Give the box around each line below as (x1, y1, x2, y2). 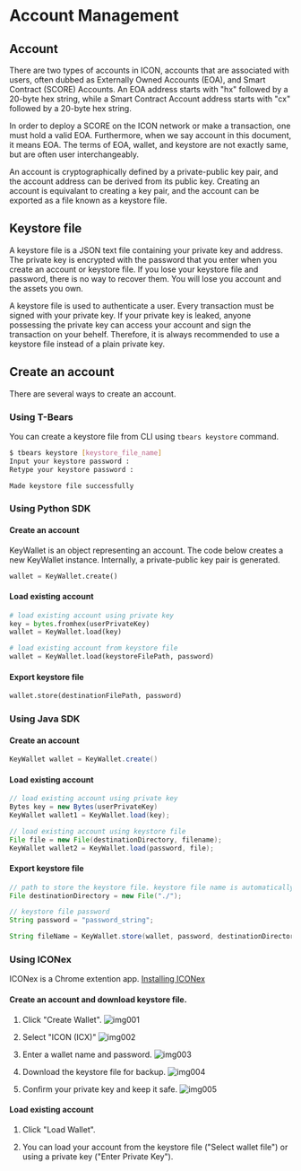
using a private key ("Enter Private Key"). (21, 1150, 174, 1162)
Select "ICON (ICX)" (21, 1031, 97, 1042)
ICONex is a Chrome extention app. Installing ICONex (9, 974, 206, 984)
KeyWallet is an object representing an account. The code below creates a (9, 545, 284, 555)
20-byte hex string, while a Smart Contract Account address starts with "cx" (9, 93, 291, 104)
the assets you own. (9, 283, 83, 293)
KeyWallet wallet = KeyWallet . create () (9, 755, 159, 764)
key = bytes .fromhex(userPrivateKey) (9, 619, 150, 628)
